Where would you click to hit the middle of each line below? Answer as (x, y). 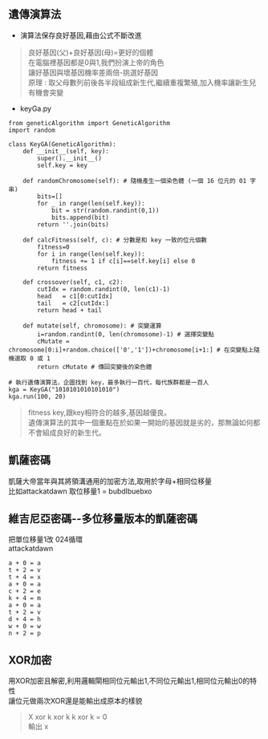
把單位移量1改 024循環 (45, 539)
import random (32, 130)
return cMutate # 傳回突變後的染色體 (95, 367)
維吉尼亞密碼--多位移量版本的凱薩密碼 (103, 519)
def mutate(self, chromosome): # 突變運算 (92, 326)
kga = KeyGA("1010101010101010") (64, 389)
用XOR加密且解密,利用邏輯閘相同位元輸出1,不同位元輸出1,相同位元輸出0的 (129, 681)
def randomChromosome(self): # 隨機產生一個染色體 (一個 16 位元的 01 (135, 181)
